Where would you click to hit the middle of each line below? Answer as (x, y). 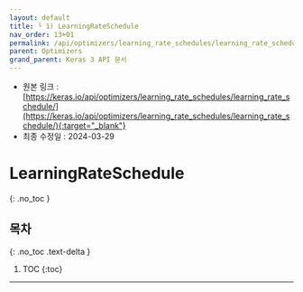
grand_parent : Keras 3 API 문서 (69, 60)
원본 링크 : (41, 86)
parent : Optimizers (46, 52)
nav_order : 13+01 (42, 34)
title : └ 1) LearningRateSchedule (74, 26)
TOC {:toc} (42, 268)
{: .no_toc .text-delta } (50, 251)
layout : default (40, 18)
